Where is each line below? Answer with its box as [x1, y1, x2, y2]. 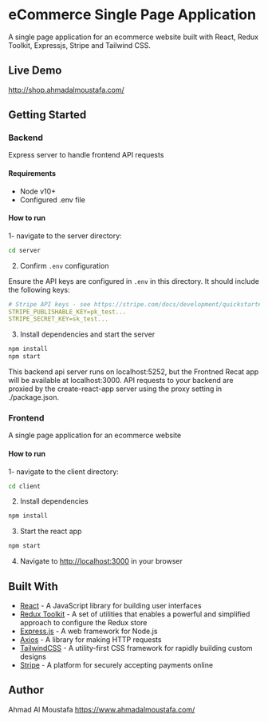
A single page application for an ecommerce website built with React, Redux [8, 32, 259, 42]
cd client [8, 482, 41, 490]
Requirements [8, 169, 57, 178]
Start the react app [19, 526, 82, 537]
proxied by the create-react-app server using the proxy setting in [8, 384, 223, 393]
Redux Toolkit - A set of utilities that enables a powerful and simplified [19, 609, 250, 619]
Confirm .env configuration [19, 261, 109, 270]
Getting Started [8, 108, 87, 122]
